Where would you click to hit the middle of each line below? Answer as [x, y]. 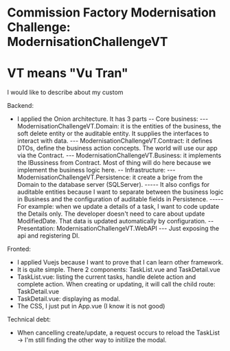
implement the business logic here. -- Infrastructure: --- [96, 170]
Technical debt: [29, 319]
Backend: [21, 106]
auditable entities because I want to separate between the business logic [120, 192]
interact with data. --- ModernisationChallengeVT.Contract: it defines [115, 141]
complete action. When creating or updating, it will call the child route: [116, 284]
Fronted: [19, 249]
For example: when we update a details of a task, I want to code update [118, 207]
